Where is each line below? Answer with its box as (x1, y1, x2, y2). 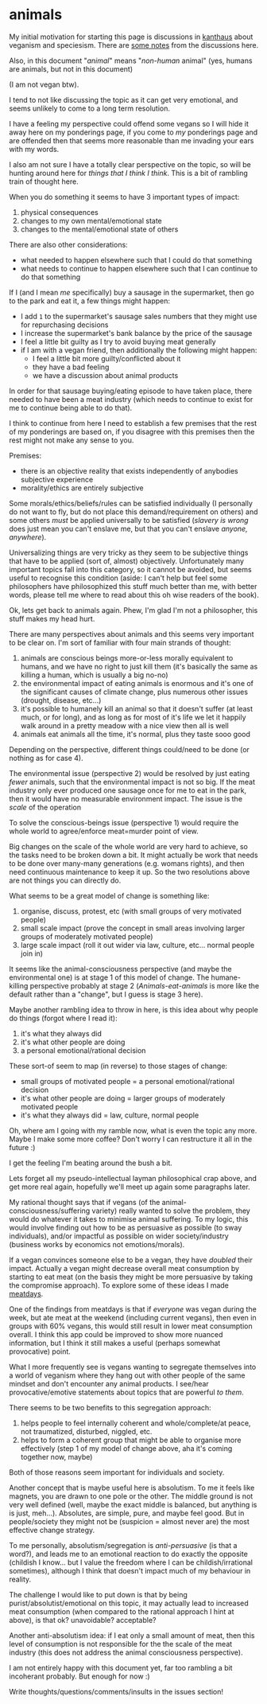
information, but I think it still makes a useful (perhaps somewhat (9, 1338, 221, 1347)
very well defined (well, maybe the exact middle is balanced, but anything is (9, 1499, 257, 1509)
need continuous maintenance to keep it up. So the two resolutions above (9, 867, 250, 876)
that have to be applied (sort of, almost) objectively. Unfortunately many (9, 556, 245, 566)
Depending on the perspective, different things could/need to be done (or (9, 744, 250, 754)
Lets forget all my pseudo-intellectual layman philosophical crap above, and (9, 1173, 257, 1183)
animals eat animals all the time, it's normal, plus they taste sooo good (20, 729, 251, 739)
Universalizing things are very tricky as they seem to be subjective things (9, 548, 249, 557)
